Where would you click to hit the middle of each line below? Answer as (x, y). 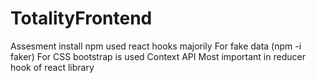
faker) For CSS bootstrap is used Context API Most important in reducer (158, 56)
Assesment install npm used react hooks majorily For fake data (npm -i (156, 46)
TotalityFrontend (81, 18)
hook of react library (52, 67)
